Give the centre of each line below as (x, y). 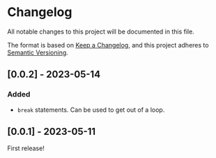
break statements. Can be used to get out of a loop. (91, 110)
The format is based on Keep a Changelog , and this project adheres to (108, 45)
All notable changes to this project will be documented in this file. (101, 31)
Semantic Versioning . (38, 52)
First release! (26, 148)
